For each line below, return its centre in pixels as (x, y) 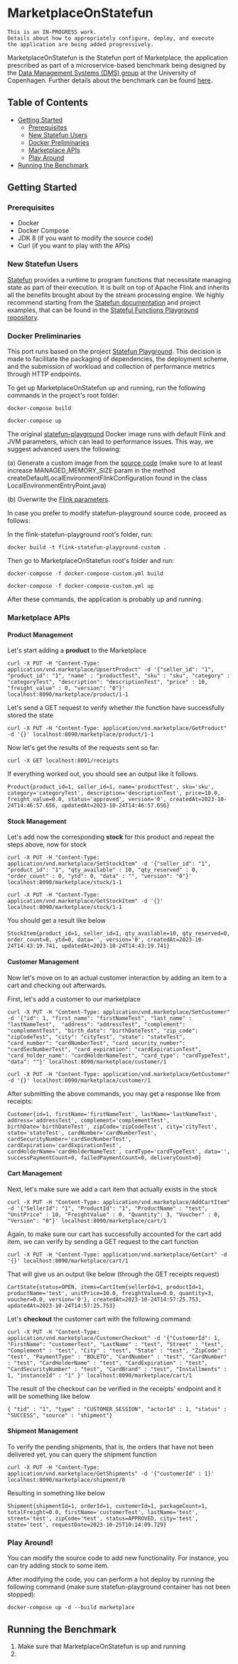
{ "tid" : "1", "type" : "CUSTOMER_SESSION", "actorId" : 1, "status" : (117, 1409)
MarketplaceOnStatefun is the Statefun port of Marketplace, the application (118, 58)
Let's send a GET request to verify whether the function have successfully (116, 708)
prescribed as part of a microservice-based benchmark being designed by (117, 65)
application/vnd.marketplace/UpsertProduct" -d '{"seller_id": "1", (111, 670)
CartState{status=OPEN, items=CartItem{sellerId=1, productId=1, (106, 1287)
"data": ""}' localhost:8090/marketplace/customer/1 (87, 1062)
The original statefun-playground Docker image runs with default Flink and (117, 434)
